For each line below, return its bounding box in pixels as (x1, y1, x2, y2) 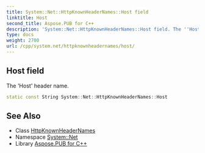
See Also (6, 111, 41, 121)
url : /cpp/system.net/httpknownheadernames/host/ (6, 43, 135, 50)
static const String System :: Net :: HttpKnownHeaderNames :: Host (6, 94, 168, 100)
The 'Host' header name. (6, 82, 69, 89)
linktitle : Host (6, 15, 48, 21)
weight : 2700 (6, 37, 40, 43)
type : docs (6, 32, 34, 38)
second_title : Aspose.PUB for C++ (6, 20, 95, 26)
